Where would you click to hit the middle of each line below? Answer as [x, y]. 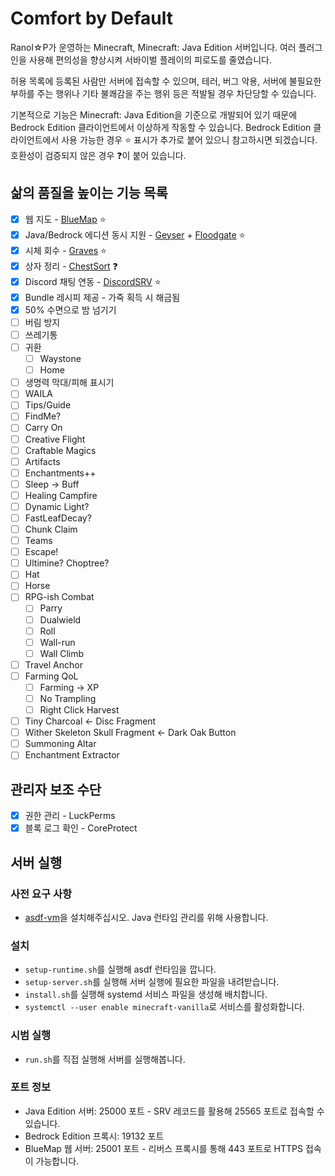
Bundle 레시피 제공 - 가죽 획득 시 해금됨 [102, 297]
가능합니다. [57, 1161]
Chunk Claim [51, 529]
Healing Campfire [61, 495]
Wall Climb [62, 653]
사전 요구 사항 [41, 894]
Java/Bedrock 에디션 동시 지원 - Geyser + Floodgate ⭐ [135, 234]
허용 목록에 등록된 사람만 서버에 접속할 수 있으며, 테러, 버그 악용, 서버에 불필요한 [166, 81]
